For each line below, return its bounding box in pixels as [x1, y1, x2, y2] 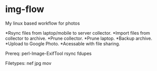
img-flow [5, 4, 44, 15]
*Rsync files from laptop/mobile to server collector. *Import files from [5, 30, 150, 36]
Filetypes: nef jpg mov [5, 60, 52, 66]
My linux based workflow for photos [5, 20, 80, 26]
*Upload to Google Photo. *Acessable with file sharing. [5, 40, 120, 46]
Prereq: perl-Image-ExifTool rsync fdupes [5, 50, 92, 56]
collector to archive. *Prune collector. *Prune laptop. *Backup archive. [5, 35, 152, 41]
